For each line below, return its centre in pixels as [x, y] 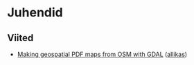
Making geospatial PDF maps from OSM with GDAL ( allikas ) [102, 54]
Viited [20, 38]
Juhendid [35, 13]
